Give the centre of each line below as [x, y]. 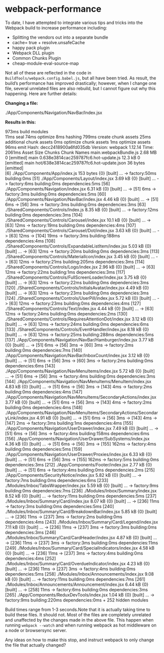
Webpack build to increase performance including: [56, 27]
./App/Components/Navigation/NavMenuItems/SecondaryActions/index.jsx [81, 397]
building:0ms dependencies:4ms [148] [44, 407]
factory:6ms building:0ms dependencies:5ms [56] [59, 183]
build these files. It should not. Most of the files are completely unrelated [78, 615]
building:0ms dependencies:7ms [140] [44, 350]
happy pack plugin [31, 48]
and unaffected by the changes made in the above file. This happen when [79, 620]
